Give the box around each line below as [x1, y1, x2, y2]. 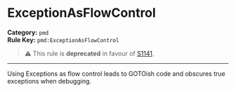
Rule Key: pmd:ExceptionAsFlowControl [7, 35, 119, 44]
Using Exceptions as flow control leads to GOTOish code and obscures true [7, 69, 226, 78]
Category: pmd [7, 28, 49, 37]
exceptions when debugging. [7, 77, 92, 85]
